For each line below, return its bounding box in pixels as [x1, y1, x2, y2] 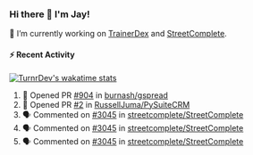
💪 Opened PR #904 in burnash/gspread [21, 89, 168, 101]
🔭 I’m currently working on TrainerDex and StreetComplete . [9, 29, 228, 39]
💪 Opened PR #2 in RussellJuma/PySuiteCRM [21, 99, 190, 110]
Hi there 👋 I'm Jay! [9, 8, 91, 20]
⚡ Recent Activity [9, 49, 75, 60]
